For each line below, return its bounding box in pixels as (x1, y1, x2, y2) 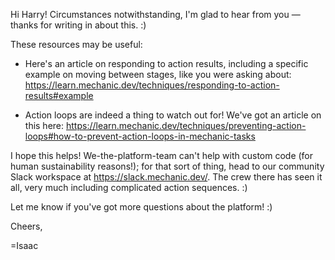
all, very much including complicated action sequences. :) (10, 182, 248, 193)
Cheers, (10, 220, 43, 232)
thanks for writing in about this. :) (10, 19, 147, 31)
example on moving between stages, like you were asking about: (24, 69, 292, 80)
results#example (24, 90, 94, 101)
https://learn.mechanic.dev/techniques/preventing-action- (65, 120, 307, 131)
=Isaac (10, 240, 39, 251)
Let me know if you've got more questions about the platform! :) (10, 201, 273, 213)
